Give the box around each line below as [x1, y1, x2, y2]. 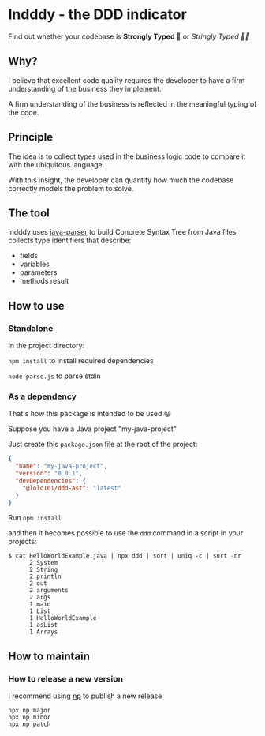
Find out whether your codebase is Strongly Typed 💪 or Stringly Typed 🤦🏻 [8, 32, 250, 41]
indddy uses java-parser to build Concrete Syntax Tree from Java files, [8, 227, 239, 237]
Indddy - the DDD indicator [8, 6, 187, 24]
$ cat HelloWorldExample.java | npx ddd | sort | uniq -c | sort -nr [8, 552, 242, 560]
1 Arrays [28, 628, 58, 636]
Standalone [8, 322, 54, 333]
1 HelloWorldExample [28, 614, 97, 622]
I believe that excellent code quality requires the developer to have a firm [8, 75, 245, 84]
